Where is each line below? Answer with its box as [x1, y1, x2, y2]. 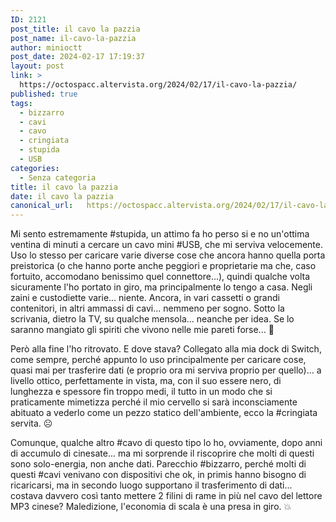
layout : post [10, 61, 65, 71]
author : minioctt [10, 42, 83, 53]
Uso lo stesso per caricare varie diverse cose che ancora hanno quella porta [10, 249, 326, 261]
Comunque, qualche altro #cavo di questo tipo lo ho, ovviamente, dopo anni [10, 437, 323, 449]
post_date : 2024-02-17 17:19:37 [10, 52, 145, 62]
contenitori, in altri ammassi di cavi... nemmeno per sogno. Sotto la [10, 302, 285, 315]
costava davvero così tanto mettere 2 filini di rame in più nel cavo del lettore [10, 490, 323, 502]
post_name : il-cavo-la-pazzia [10, 33, 137, 43]
